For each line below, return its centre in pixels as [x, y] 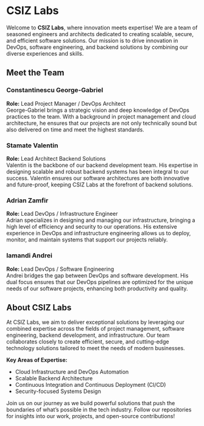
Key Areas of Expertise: [37, 360]
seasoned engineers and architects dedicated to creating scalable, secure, [100, 34]
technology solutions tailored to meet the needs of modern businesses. [96, 348]
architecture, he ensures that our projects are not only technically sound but [102, 123]
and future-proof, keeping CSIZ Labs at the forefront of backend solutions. [100, 185]
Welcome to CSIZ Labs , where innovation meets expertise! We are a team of [102, 28]
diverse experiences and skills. [45, 53]
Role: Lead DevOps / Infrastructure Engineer [62, 214]
